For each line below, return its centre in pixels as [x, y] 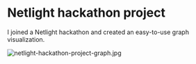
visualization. [26, 39]
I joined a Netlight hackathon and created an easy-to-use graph [98, 32]
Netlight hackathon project [86, 13]
